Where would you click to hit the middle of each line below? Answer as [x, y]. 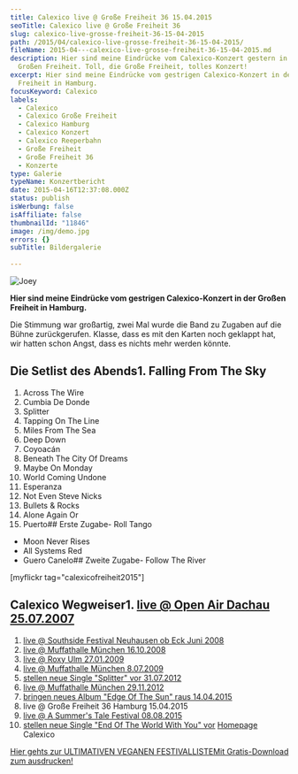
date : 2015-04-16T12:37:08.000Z [69, 190]
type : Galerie [36, 173]
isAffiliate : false [46, 215]
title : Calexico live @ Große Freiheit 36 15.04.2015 [111, 17]
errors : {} [30, 240]
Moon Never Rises [57, 541]
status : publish [40, 199]
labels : [24, 100]
